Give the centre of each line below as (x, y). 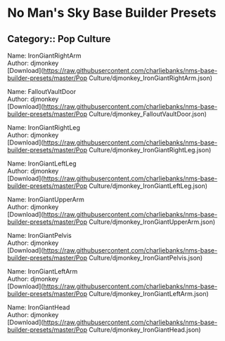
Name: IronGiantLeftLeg (42, 163)
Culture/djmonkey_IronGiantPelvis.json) (146, 258)
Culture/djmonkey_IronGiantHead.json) (145, 330)
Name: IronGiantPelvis (39, 235)
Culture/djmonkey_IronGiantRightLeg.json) (150, 150)
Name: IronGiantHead (39, 307)
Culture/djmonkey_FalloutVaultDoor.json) (148, 114)
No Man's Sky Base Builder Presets (112, 13)
